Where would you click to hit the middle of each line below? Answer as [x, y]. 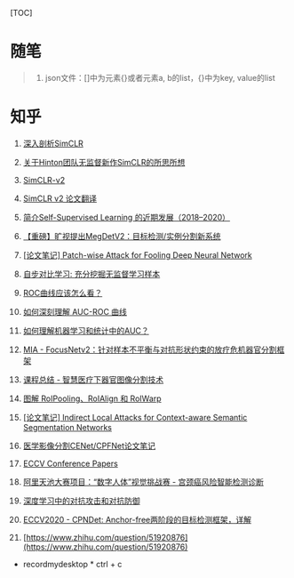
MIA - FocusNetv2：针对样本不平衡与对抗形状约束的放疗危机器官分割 [150, 349]
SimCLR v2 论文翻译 [60, 198]
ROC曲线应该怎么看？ [63, 293]
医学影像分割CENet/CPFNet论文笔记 [89, 446]
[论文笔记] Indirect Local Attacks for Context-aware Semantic [135, 417]
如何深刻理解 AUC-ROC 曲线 [75, 311]
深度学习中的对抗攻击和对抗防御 [81, 501]
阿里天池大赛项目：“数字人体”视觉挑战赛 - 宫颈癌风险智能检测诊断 [143, 482]
